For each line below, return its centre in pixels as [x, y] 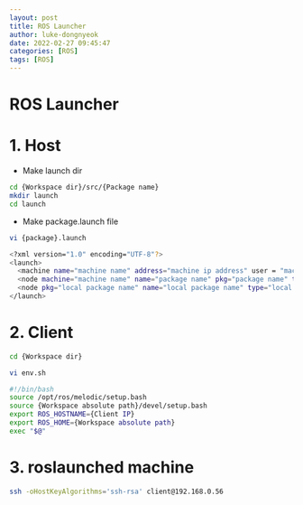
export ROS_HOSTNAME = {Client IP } [72, 415]
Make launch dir [52, 171]
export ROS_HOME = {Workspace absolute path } [92, 423]
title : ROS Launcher [48, 26]
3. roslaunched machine [102, 467]
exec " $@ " [28, 431]
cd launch [28, 204]
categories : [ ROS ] [44, 51]
